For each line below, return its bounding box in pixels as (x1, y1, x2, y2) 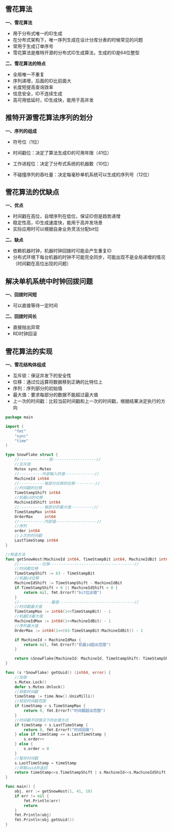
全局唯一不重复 (12, 71, 45, 77)
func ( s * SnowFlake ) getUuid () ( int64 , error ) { (5, 670, 111, 675)
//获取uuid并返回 (14, 765, 48, 771)
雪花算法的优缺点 (5, 188, 59, 197)
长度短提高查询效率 (12, 84, 54, 90)
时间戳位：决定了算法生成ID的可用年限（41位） (12, 150, 112, 156)
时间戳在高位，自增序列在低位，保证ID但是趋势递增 (12, 213, 121, 219)
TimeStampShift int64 (14, 490, 60, 496)
